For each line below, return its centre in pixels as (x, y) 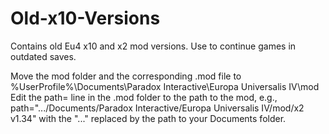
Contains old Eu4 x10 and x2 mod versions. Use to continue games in (153, 46)
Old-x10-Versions (85, 18)
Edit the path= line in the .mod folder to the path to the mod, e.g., (144, 97)
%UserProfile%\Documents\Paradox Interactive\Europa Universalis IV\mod (165, 86)
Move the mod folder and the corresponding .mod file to (126, 76)
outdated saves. (43, 56)
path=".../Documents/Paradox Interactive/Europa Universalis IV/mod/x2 (157, 108)
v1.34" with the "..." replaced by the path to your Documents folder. (148, 118)
